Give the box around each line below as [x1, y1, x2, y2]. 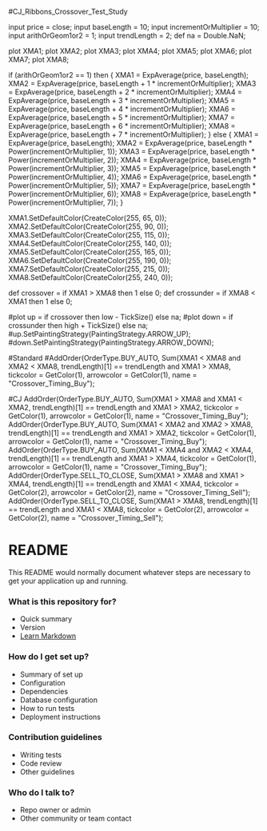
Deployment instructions [19, 712, 102, 721]
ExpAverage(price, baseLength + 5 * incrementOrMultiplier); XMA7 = [8, 113, 236, 122]
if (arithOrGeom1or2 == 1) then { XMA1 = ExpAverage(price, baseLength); [8, 70, 249, 79]
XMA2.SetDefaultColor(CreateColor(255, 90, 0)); [8, 222, 169, 231]
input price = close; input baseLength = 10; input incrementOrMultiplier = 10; [8, 22, 260, 31]
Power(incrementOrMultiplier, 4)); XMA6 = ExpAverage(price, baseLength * [8, 172, 257, 182]
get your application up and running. [8, 576, 128, 585]
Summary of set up [19, 669, 84, 679]
